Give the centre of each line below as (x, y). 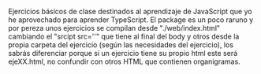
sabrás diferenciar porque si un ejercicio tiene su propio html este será (123, 53)
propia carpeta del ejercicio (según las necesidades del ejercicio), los (121, 45)
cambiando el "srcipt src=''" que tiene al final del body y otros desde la (124, 36)
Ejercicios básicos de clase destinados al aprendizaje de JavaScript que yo (130, 11)
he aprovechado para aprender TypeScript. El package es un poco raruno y (131, 20)
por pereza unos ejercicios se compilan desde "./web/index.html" (114, 28)
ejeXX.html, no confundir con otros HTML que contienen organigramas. (124, 61)
